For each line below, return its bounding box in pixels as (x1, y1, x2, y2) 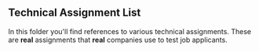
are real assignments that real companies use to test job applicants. (8, 35, 228, 44)
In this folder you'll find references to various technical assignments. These (8, 26, 252, 36)
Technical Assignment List (8, 6, 141, 19)
